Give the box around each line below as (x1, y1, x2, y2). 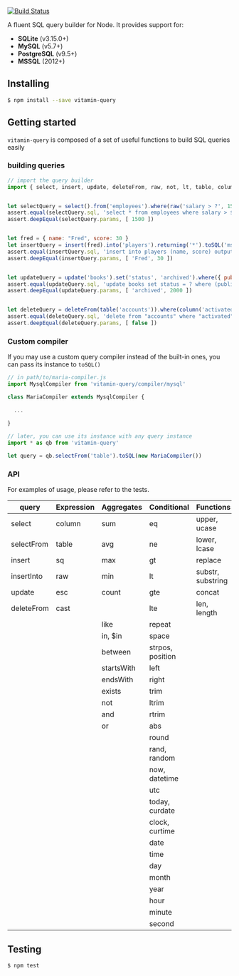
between (101, 647, 132, 657)
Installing (7, 78, 50, 90)
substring (196, 576, 228, 586)
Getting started (7, 116, 77, 128)
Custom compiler (7, 336, 69, 346)
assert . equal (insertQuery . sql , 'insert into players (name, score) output (7, 248, 234, 255)
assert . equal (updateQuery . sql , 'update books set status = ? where (7, 280, 212, 288)
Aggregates (101, 503, 142, 513)
